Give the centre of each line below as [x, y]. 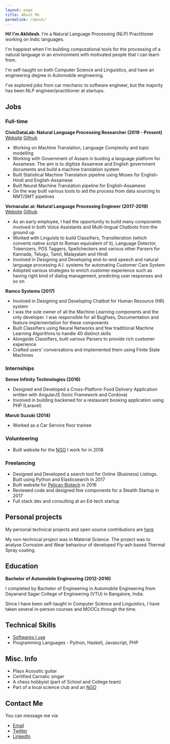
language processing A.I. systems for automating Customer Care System [89, 265]
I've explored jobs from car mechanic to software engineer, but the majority [84, 85]
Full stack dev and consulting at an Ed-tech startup [66, 501]
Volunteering [22, 439]
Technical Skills [31, 625]
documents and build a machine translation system [66, 169]
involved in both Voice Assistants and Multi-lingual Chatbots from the [85, 227]
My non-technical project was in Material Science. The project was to [78, 539]
